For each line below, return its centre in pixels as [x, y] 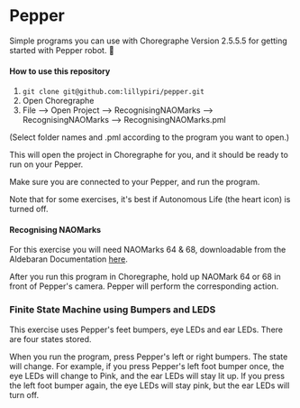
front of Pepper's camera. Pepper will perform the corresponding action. [144, 286]
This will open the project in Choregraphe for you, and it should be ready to [149, 155]
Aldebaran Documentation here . [68, 259]
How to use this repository [60, 71]
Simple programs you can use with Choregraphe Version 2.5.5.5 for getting [149, 41]
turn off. [24, 394]
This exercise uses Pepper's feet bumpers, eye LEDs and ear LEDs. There [146, 329]
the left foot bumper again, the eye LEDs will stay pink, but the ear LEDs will [150, 385]
